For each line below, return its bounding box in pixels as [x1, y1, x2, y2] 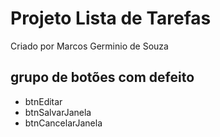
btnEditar [24, 95, 63, 107]
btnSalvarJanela [24, 106, 92, 118]
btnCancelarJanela [24, 117, 103, 129]
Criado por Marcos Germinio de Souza [10, 40, 169, 52]
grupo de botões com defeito [10, 69, 195, 86]
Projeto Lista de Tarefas [10, 7, 212, 30]
